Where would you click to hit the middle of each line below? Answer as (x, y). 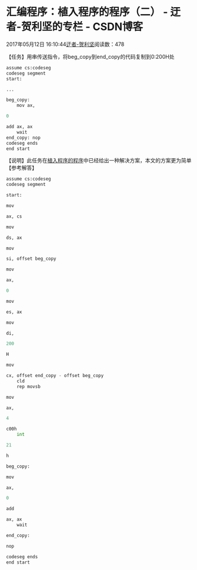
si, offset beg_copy (31, 259)
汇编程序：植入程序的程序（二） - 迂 (94, 12)
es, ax (14, 312)
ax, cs (14, 216)
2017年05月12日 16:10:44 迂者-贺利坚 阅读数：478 (65, 44)
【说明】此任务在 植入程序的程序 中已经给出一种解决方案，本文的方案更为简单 (99, 161)
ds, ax (14, 238)
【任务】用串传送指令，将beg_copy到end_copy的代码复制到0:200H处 (90, 56)
